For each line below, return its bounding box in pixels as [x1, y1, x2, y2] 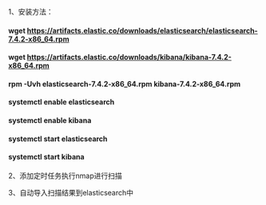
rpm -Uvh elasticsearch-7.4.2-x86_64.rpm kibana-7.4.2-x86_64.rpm [8, 79, 241, 89]
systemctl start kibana [8, 152, 85, 162]
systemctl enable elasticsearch [8, 97, 115, 107]
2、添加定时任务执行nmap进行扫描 [8, 171, 122, 180]
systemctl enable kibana [8, 115, 92, 125]
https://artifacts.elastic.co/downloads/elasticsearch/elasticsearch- [26, 26, 258, 35]
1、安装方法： [8, 7, 54, 16]
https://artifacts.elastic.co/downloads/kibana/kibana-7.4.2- [26, 53, 232, 62]
